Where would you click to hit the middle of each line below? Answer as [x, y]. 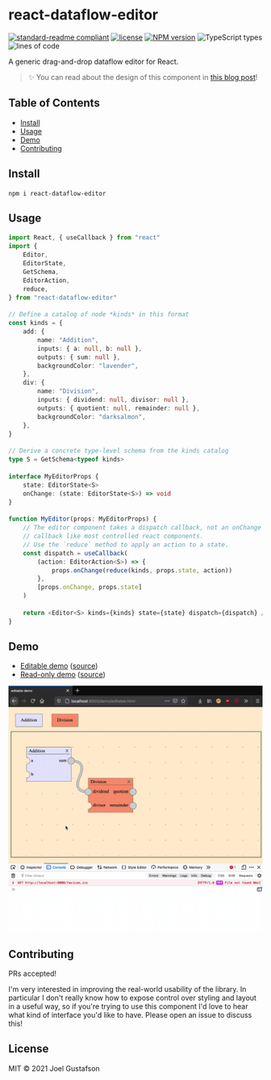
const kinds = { [35, 323]
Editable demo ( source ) [59, 666]
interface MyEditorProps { [54, 476]
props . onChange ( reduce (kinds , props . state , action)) [142, 570]
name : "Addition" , [68, 340]
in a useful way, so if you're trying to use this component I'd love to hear [128, 1006]
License [29, 1049]
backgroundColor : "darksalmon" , [92, 417]
